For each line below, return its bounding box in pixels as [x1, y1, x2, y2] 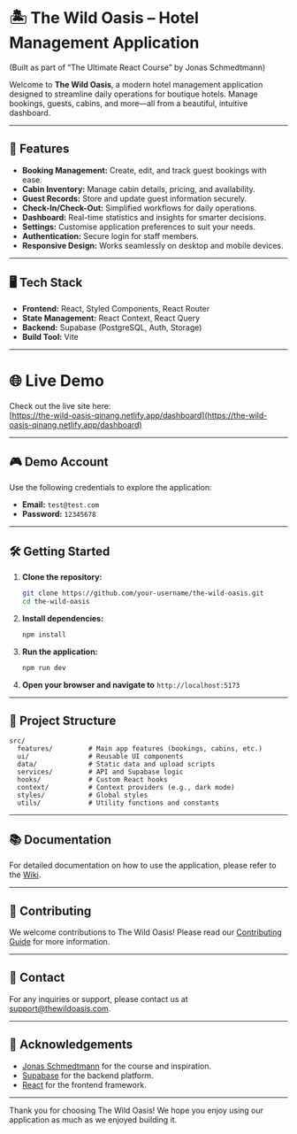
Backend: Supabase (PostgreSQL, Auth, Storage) [21, 321, 202, 333]
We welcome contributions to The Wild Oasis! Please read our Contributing [9, 927, 283, 937]
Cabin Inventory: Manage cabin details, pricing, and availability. [21, 183, 256, 194]
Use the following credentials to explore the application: [9, 482, 212, 493]
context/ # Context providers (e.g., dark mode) [17, 783, 236, 792]
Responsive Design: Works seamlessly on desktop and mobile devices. [21, 240, 285, 251]
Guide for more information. [9, 937, 110, 947]
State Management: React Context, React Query [21, 312, 201, 323]
